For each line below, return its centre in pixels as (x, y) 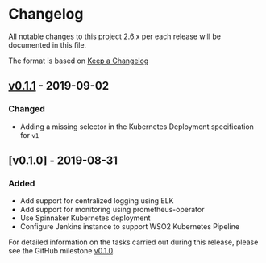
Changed (27, 109)
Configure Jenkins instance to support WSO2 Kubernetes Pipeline (130, 227)
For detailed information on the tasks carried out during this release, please (133, 242)
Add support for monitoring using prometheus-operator (112, 210)
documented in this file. (48, 44)
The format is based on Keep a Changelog (79, 61)
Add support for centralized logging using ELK (97, 201)
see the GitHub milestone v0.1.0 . (62, 251)
